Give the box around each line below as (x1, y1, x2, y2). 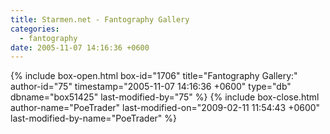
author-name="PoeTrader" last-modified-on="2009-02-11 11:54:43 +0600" (10, 102, 321, 114)
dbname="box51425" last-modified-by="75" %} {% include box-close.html (10, 91, 320, 103)
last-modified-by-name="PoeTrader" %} (10, 112, 178, 125)
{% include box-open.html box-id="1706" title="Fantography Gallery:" (10, 70, 298, 82)
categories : (10, 24, 60, 34)
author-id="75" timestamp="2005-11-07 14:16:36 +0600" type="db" (10, 81, 292, 93)
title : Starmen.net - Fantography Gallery (10, 14, 190, 25)
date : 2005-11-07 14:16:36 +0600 (10, 42, 150, 53)
